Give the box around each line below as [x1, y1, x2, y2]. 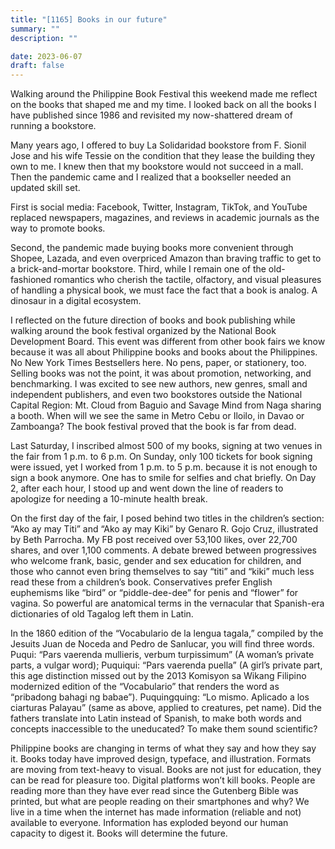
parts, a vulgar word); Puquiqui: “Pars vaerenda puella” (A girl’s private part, [10, 659, 323, 671]
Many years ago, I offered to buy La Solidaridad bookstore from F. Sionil [10, 139, 307, 151]
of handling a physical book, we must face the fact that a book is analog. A [10, 284, 318, 296]
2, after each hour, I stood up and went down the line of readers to [10, 482, 284, 495]
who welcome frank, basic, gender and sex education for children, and [10, 555, 302, 567]
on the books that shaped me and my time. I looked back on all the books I [10, 99, 317, 111]
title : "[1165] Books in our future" [10, 14, 168, 25]
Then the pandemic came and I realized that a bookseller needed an [10, 171, 292, 183]
